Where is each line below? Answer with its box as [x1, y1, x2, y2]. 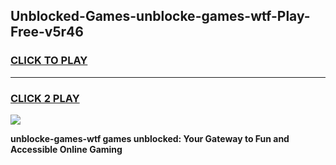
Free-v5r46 [10, 24, 84, 41]
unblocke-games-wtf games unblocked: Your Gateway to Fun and [10, 132, 290, 144]
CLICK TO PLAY [10, 54, 88, 68]
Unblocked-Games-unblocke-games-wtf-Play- [10, 8, 311, 25]
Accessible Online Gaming [10, 143, 123, 155]
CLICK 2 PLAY [10, 91, 80, 105]
